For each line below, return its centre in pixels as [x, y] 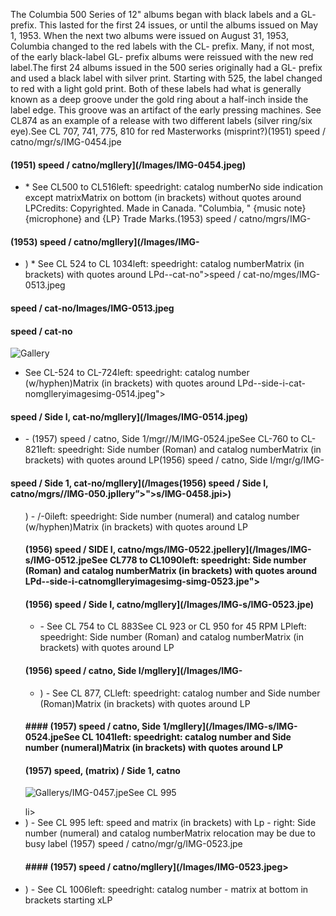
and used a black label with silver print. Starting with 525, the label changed [166, 78]
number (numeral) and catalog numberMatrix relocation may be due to [170, 833]
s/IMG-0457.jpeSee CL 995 [120, 793]
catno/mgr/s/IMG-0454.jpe [66, 142]
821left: [40, 450]
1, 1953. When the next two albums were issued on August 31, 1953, [149, 35]
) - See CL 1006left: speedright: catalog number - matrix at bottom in [166, 889]
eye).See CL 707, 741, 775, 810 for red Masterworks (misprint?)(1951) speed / [168, 131]
